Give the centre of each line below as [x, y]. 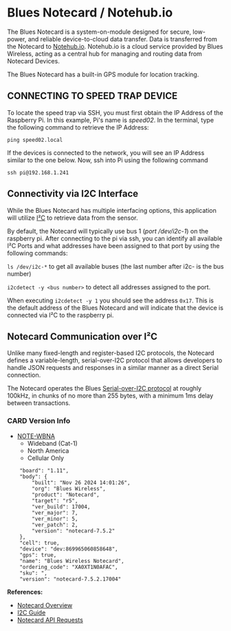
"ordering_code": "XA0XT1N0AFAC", [69, 567]
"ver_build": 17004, [61, 507]
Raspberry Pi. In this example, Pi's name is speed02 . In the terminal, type [111, 120]
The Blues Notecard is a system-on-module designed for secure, [99, 32]
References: [25, 592]
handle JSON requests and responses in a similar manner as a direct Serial [113, 368]
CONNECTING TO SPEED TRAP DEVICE [92, 96]
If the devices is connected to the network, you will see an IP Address [106, 152]
